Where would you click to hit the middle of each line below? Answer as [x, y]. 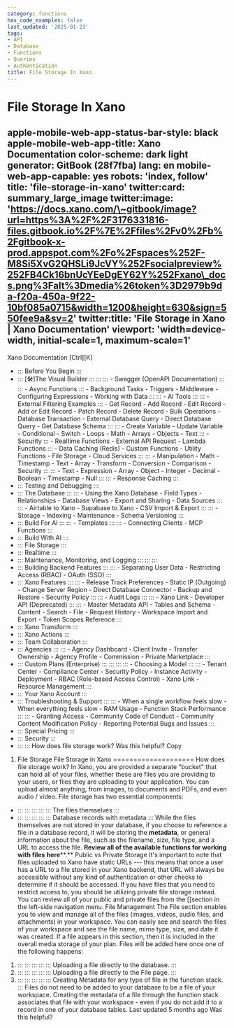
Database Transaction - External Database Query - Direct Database [114, 418]
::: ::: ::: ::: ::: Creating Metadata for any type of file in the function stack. [120, 980]
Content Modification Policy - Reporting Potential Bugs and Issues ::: [116, 723]
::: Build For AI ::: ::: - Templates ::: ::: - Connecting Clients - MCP [110, 523]
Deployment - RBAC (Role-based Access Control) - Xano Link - [108, 679]
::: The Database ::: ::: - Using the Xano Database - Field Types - [110, 493]
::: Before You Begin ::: [50, 371]
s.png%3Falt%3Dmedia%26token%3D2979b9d [115, 286]
